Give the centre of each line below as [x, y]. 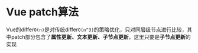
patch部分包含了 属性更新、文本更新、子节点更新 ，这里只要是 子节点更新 [98, 37]
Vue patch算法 [42, 12]
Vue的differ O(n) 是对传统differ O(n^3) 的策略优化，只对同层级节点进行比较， [97, 29]
